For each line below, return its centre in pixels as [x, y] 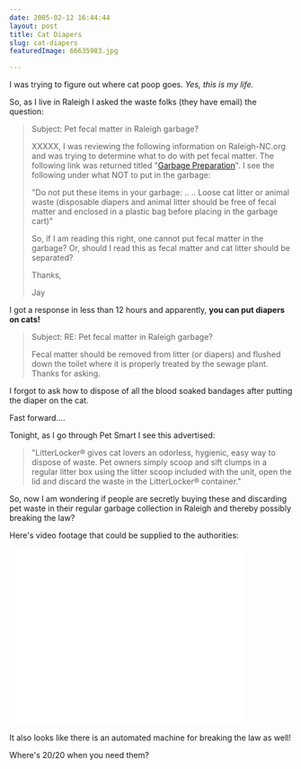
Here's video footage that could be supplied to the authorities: [124, 535]
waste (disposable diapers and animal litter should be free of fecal [154, 202]
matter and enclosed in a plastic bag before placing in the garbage [155, 211]
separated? [52, 258]
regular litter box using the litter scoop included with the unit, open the [161, 472]
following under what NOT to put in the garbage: [121, 175]
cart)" [42, 221]
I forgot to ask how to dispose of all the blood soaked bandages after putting [151, 391]
